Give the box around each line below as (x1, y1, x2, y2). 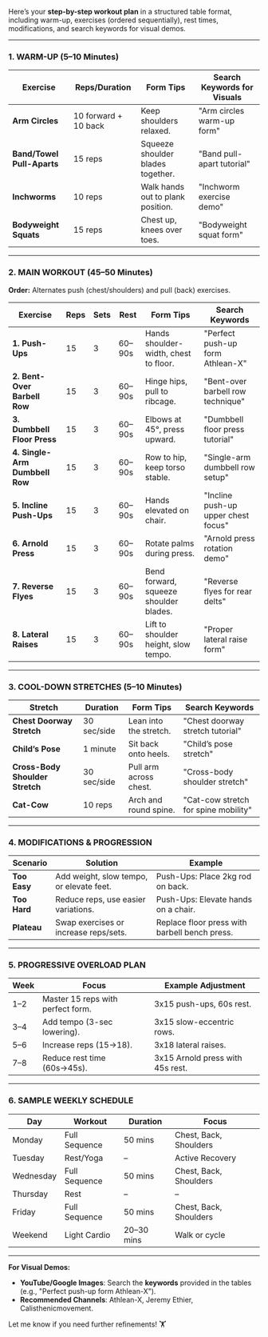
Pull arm (128, 761, 160, 772)
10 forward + (73, 110, 123, 122)
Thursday (12, 1188, 49, 1199)
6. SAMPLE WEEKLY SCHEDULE (8, 1095, 134, 1107)
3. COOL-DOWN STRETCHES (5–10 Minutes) (8, 681, 183, 692)
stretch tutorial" (183, 725, 242, 736)
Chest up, (140, 214, 177, 226)
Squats (12, 230, 40, 241)
